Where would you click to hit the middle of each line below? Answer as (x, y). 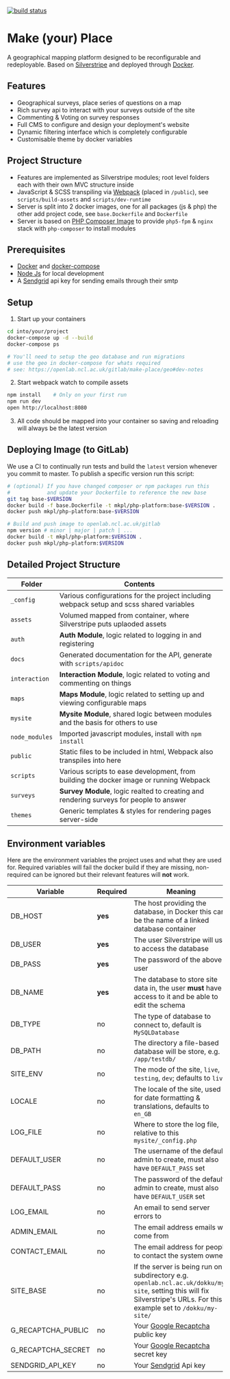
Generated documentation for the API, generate (136, 655)
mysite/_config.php (165, 1141)
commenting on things (95, 683)
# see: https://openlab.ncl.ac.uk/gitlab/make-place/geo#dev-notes (105, 369)
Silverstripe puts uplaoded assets (113, 624)
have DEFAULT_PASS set (169, 1168)
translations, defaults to (171, 1107)
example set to (157, 1308)
